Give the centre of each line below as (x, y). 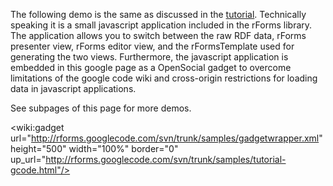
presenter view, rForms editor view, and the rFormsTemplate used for (152, 46)
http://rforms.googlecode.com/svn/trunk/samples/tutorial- (166, 159)
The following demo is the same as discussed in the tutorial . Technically (158, 14)
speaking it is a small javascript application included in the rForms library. (161, 25)
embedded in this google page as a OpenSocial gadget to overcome (151, 67)
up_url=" (28, 159)
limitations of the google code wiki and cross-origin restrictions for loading (164, 78)
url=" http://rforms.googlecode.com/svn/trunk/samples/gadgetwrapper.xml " (166, 138)
